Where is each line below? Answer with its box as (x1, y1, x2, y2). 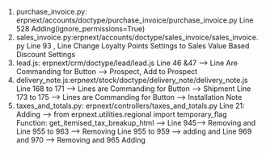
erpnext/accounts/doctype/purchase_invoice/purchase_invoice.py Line (15, 15, 254, 25)
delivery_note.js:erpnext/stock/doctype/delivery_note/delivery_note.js (15, 76, 248, 85)
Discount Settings (15, 50, 76, 59)
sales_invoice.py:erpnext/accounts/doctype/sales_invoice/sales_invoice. (15, 32, 259, 42)
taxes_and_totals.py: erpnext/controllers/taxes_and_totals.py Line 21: (15, 101, 245, 110)
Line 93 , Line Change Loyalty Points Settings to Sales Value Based (26, 41, 250, 51)
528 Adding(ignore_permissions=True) (15, 24, 146, 33)
